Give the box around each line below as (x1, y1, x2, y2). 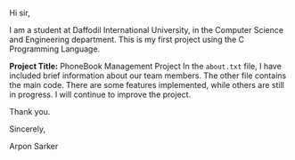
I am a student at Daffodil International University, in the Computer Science (9, 25, 283, 35)
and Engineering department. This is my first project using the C (9, 35, 245, 44)
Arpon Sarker (9, 141, 59, 151)
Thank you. (9, 107, 51, 116)
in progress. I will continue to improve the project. (9, 89, 192, 100)
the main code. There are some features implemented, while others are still (9, 80, 285, 90)
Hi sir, (9, 8, 30, 18)
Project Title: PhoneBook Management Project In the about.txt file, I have (9, 61, 283, 71)
